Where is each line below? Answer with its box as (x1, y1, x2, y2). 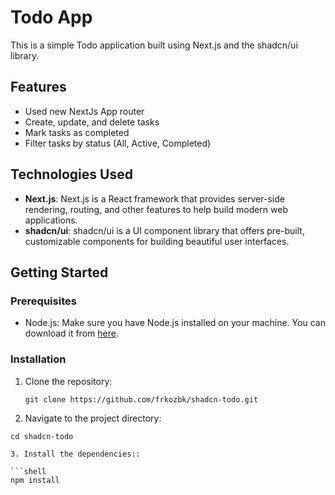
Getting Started (10, 264, 109, 281)
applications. (24, 214, 78, 226)
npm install (10, 475, 60, 485)
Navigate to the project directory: (24, 412, 162, 424)
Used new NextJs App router (24, 105, 145, 117)
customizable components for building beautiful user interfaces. (24, 235, 290, 247)
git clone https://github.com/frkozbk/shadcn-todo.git (24, 394, 259, 405)
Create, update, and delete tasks (24, 116, 160, 128)
